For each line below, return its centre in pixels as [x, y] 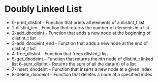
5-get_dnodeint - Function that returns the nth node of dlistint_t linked [82, 59]
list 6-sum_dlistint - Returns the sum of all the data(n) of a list [74, 64]
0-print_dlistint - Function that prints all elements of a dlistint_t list [78, 22]
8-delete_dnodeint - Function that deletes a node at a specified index [82, 74]
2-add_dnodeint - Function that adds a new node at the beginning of [81, 33]
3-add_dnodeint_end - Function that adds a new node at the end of [80, 43]
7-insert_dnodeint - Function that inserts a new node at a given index [82, 69]
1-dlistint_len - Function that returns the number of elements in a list [80, 27]
